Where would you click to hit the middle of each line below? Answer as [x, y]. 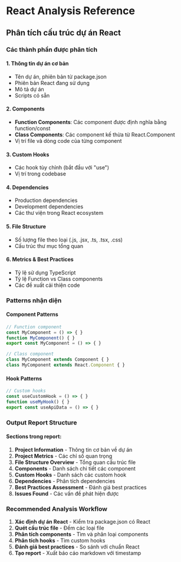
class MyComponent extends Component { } [58, 360]
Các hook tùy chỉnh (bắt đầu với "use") [62, 168]
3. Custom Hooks [28, 154]
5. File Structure [26, 226]
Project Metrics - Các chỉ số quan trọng [63, 456]
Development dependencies [49, 207]
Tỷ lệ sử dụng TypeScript [45, 272]
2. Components [26, 109]
